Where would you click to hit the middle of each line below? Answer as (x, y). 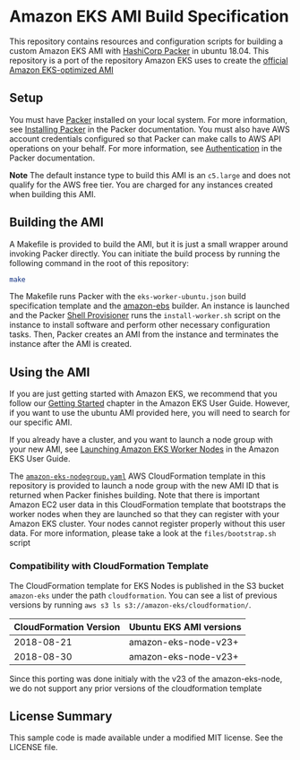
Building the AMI (57, 223)
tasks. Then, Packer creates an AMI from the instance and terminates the (144, 334)
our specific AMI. (41, 422)
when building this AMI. (53, 194)
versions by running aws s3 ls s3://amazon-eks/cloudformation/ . (130, 605)
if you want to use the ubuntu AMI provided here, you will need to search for (150, 413)
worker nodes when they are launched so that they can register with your (145, 514)
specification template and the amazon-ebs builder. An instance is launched (150, 306)
